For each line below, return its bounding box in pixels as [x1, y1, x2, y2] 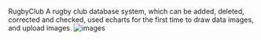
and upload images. [8, 24, 72, 32]
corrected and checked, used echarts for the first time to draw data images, [8, 15, 254, 24]
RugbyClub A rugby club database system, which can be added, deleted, [8, 7, 245, 16]
